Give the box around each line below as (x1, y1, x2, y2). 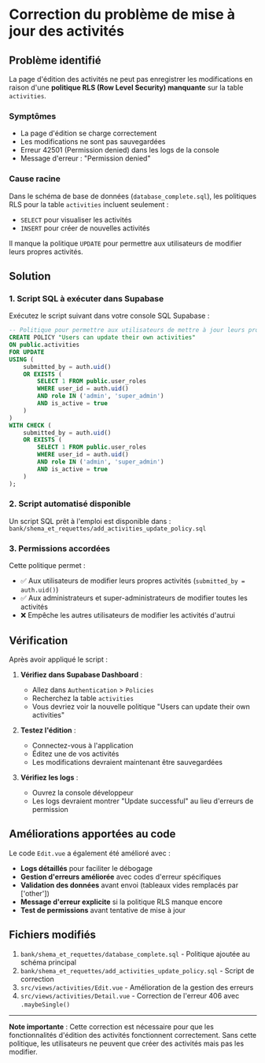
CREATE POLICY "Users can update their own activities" (9, 334, 196, 341)
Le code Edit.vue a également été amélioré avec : (9, 848, 171, 858)
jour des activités (9, 22, 125, 40)
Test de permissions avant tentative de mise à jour (20, 905, 186, 914)
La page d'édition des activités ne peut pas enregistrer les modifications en (9, 75, 253, 83)
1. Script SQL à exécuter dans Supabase (9, 293, 164, 304)
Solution (9, 269, 51, 282)
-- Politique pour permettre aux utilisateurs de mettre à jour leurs (9, 327, 245, 334)
